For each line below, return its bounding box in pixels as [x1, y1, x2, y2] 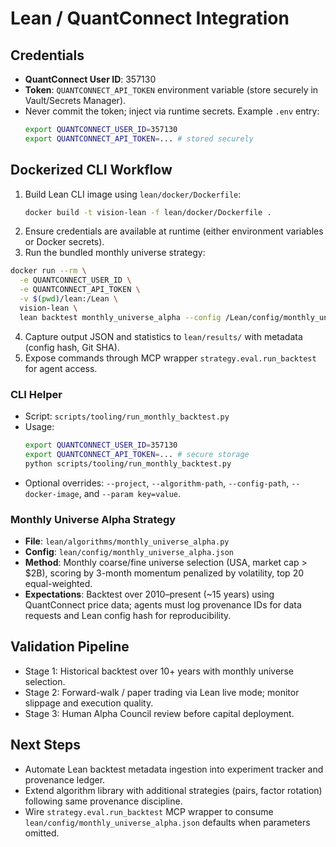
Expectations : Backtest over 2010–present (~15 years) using [24, 588, 275, 600]
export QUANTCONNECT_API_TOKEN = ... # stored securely [24, 133, 254, 144]
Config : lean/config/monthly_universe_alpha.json [24, 545, 234, 557]
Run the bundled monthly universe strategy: [24, 247, 206, 259]
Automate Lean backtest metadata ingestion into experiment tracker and [24, 763, 324, 775]
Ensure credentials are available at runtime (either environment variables [24, 225, 324, 237]
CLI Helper [10, 387, 63, 401]
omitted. [24, 827, 60, 839]
